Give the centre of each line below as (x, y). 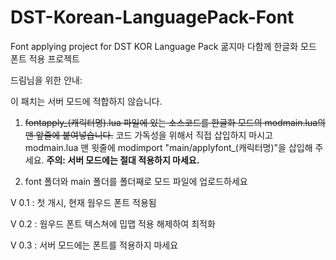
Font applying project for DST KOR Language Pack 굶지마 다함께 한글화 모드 (163, 46)
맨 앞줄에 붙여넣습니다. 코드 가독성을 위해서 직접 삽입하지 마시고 (148, 135)
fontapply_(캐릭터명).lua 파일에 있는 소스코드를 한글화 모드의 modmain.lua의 (175, 122)
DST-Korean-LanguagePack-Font (152, 17)
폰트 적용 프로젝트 (45, 58)
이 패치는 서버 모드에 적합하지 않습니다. (86, 101)
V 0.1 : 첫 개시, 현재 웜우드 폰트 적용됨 (83, 202)
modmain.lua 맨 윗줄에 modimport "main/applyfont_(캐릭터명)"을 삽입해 (168, 147)
